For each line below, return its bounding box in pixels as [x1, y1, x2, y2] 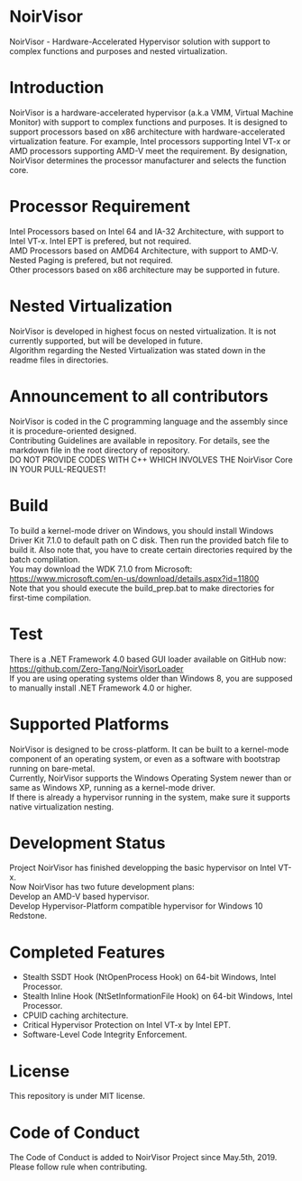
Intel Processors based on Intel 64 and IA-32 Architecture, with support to [9, 225, 284, 236]
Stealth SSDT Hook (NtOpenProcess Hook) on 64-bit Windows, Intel [22, 972, 277, 983]
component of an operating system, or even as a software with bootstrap [9, 753, 281, 764]
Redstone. [9, 911, 48, 921]
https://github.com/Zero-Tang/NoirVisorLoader [9, 663, 184, 673]
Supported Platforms [9, 714, 169, 734]
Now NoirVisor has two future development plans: [9, 882, 196, 893]
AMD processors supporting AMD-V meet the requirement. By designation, [9, 145, 288, 156]
